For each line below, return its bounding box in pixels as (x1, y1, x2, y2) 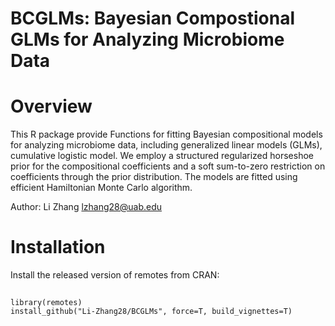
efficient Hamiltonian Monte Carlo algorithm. (10, 182, 193, 194)
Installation (10, 236, 106, 259)
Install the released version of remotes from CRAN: (10, 269, 220, 281)
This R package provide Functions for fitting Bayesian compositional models (10, 128, 323, 141)
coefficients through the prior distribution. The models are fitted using (10, 171, 298, 183)
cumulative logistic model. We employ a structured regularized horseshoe (10, 150, 314, 162)
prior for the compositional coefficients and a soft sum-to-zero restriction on (10, 160, 326, 172)
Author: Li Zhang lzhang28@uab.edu (10, 201, 163, 213)
